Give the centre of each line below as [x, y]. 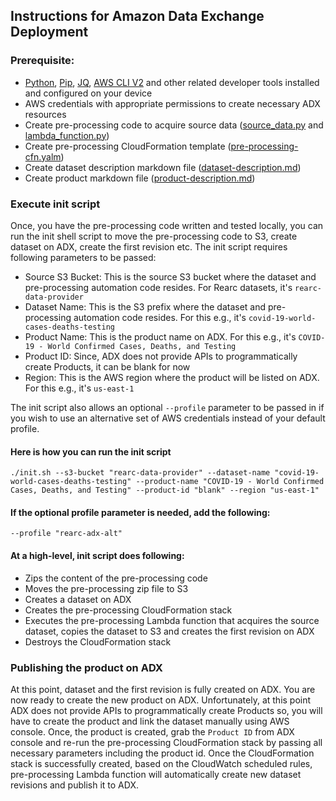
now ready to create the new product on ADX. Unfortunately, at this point [161, 700]
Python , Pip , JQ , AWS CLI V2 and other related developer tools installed [172, 82]
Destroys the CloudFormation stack [98, 641]
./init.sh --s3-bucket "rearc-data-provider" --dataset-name [140, 473]
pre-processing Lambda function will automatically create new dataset [156, 774]
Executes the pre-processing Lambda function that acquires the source [172, 620]
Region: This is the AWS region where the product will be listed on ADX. [172, 377]
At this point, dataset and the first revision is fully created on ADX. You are [163, 689]
